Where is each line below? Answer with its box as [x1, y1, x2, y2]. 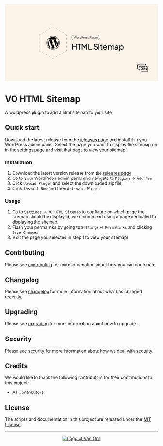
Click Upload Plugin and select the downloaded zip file [12, 180, 122, 186]
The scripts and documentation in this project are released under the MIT [5, 416, 151, 422]
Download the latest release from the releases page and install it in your [5, 136, 148, 143]
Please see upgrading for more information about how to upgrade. [5, 321, 137, 326]
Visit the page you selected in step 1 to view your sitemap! [12, 234, 129, 240]
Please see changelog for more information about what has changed [5, 288, 142, 294]
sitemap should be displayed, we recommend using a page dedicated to [12, 214, 156, 220]
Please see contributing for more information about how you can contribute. [5, 262, 157, 268]
